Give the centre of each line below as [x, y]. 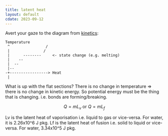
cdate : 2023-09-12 [24, 19]
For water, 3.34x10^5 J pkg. [48, 128]
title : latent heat [26, 10]
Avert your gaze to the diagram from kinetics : [52, 33]
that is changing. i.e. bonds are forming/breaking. [56, 97]
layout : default [22, 14]
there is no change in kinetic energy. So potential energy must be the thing [82, 92]
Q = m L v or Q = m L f [84, 107]
